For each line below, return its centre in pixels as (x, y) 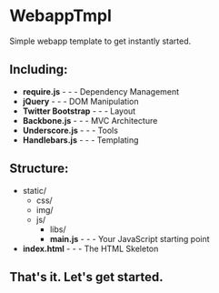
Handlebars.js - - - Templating (80, 140)
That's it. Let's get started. (86, 277)
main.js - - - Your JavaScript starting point (130, 238)
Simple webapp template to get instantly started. (100, 41)
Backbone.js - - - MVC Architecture (90, 120)
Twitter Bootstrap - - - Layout (79, 111)
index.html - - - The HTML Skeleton (90, 248)
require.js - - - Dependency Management (101, 91)
